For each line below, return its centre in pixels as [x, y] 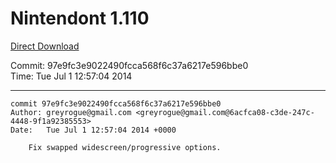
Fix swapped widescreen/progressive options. [125, 147]
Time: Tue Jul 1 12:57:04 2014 [71, 76]
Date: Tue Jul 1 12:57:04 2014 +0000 [93, 130]
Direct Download [45, 46]
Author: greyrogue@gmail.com [71, 112]
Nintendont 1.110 [80, 18]
